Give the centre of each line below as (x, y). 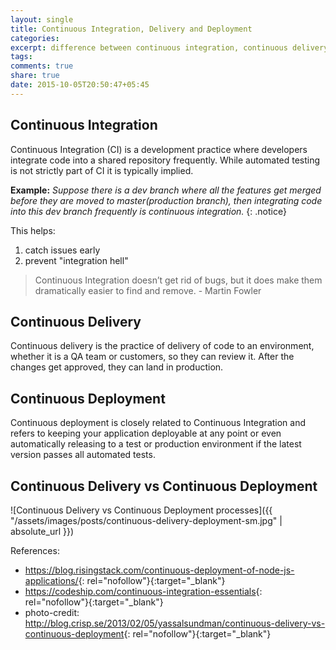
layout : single (42, 19)
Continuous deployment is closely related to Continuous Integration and (158, 423)
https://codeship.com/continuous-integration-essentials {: (143, 591)
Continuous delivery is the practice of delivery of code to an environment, (162, 346)
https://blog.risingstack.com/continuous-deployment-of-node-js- (159, 570)
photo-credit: (52, 612)
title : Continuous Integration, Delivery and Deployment (131, 29)
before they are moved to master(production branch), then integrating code (166, 200)
